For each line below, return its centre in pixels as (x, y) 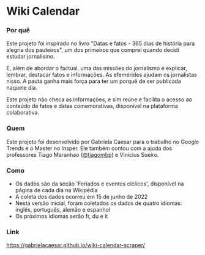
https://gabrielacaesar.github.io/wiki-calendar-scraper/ (76, 245)
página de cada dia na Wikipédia (56, 190)
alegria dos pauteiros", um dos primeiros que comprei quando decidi (93, 50)
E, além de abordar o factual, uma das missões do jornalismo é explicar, (97, 68)
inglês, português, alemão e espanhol (63, 210)
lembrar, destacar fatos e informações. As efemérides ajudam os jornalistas (102, 75)
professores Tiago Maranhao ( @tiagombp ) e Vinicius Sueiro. (83, 154)
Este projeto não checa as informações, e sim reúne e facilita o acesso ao (99, 99)
